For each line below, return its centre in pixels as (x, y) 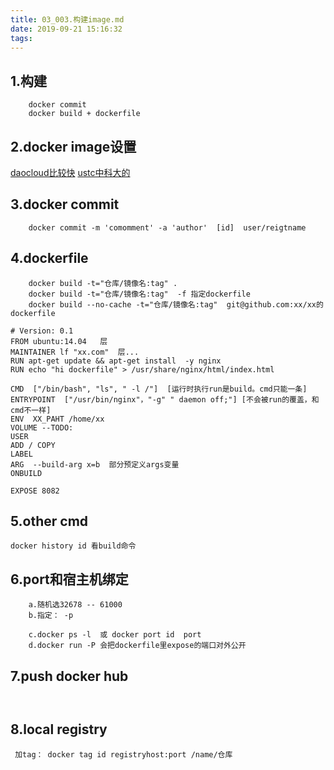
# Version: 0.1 (42, 331)
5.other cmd (49, 521)
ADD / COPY (33, 445)
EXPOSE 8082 (35, 491)
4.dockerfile (49, 258)
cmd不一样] (31, 410)
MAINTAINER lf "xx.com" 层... (75, 352)
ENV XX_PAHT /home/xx (57, 419)
